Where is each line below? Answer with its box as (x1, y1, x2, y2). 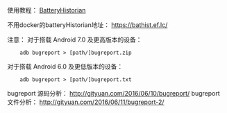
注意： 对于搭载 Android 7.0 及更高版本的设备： (7, 35, 142, 44)
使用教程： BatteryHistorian (7, 6, 86, 14)
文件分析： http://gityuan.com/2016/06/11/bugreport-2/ (7, 98, 165, 106)
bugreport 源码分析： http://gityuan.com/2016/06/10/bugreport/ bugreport (7, 89, 220, 97)
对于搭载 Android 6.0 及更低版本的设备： (7, 62, 124, 71)
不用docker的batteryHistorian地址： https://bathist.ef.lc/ (7, 21, 168, 29)
